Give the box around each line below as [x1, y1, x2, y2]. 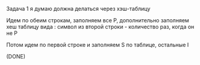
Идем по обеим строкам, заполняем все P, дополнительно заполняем [6, 17, 190, 23]
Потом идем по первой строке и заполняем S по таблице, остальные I [6, 42, 189, 48]
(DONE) [6, 53, 25, 60]
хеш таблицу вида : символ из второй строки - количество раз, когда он [6, 23, 195, 30]
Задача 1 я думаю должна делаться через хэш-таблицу [6, 5, 150, 12]
